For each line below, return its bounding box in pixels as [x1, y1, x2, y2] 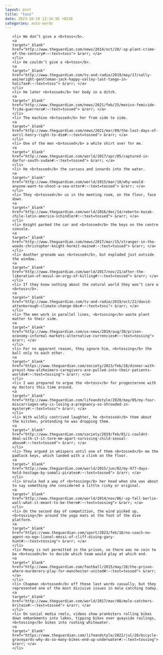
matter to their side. [12, 316, 58, 322]
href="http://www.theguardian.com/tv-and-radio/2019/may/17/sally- [12, 73, 152, 78]
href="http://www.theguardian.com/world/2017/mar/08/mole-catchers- [12, 599, 154, 604]
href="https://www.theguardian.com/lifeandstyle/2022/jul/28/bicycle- [12, 633, 159, 638]
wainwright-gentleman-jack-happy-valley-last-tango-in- [12, 77, 128, 82]
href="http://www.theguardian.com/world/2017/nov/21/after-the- [12, 269, 145, 274]
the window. [12, 257, 36, 262]
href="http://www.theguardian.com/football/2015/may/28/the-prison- [12, 565, 154, 569]
